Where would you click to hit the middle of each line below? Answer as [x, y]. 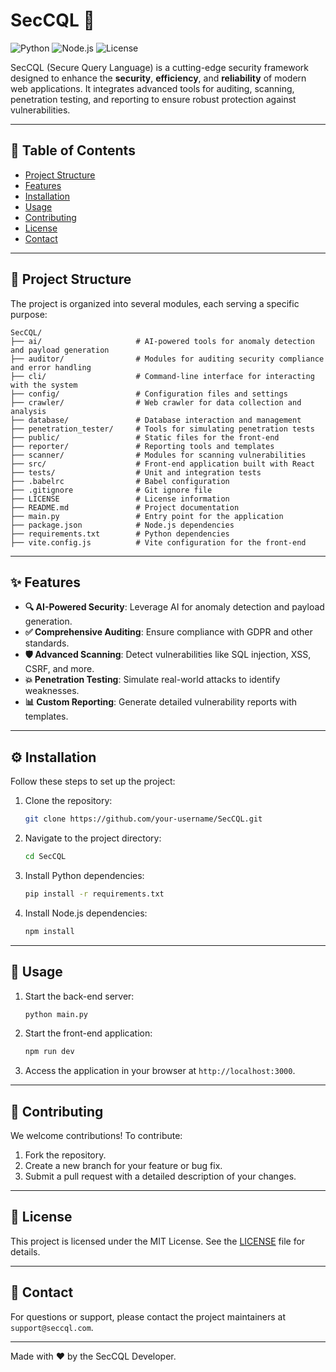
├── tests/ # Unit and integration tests [136, 472]
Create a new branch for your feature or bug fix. [123, 1166]
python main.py [56, 1014]
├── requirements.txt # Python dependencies [120, 534]
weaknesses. [52, 691]
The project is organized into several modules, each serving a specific [155, 303]
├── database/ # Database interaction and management [156, 420]
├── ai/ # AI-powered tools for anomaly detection [162, 341]
